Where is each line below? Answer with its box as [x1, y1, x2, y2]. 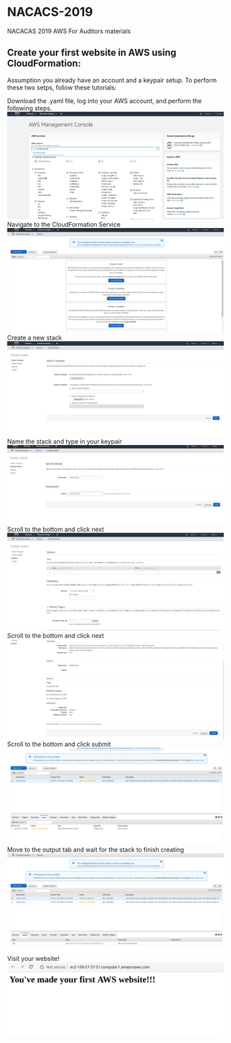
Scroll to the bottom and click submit [7, 740, 111, 748]
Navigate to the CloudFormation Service [7, 220, 121, 228]
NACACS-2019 [7, 4, 93, 20]
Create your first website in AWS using [7, 47, 177, 59]
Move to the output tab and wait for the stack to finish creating [7, 845, 184, 854]
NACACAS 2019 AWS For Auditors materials [7, 27, 131, 35]
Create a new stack [7, 333, 62, 342]
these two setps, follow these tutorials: [7, 83, 117, 92]
